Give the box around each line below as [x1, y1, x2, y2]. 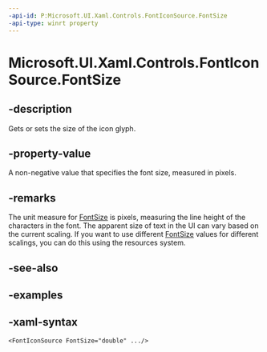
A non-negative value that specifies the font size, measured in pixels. [8, 168, 237, 178]
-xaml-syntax [8, 315, 79, 329]
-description [8, 102, 72, 116]
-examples [8, 288, 63, 302]
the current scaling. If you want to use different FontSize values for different [8, 230, 259, 239]
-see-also [8, 261, 59, 274]
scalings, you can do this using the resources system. [8, 238, 186, 248]
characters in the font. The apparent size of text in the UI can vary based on [8, 221, 259, 230]
